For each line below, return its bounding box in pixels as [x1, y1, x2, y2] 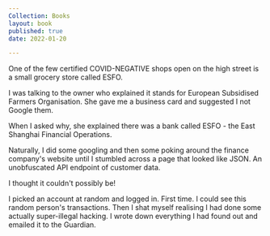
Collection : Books [8, 11, 70, 20]
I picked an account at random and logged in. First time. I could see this [8, 194, 247, 204]
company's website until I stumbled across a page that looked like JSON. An [8, 154, 263, 164]
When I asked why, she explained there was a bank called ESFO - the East [8, 121, 256, 131]
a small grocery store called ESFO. [8, 72, 124, 82]
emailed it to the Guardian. [8, 220, 97, 230]
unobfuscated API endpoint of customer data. [8, 163, 161, 173]
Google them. [8, 105, 54, 115]
